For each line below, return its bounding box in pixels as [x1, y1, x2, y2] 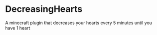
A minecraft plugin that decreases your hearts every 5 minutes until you [5, 20, 153, 26]
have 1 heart [5, 25, 30, 31]
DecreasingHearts [5, 3, 83, 15]
